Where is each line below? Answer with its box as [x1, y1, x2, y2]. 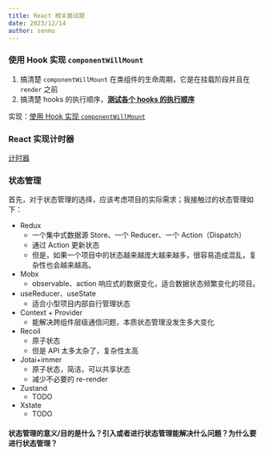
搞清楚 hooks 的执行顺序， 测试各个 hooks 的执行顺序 [19, 94, 195, 104]
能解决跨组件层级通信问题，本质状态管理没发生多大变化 [31, 317, 215, 327]
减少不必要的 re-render [31, 374, 108, 385]
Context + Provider [19, 308, 82, 317]
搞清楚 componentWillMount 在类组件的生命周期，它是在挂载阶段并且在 [19, 74, 251, 84]
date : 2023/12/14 [8, 19, 66, 27]
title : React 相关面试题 [8, 11, 86, 20]
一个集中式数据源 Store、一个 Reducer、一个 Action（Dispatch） [31, 230, 247, 240]
